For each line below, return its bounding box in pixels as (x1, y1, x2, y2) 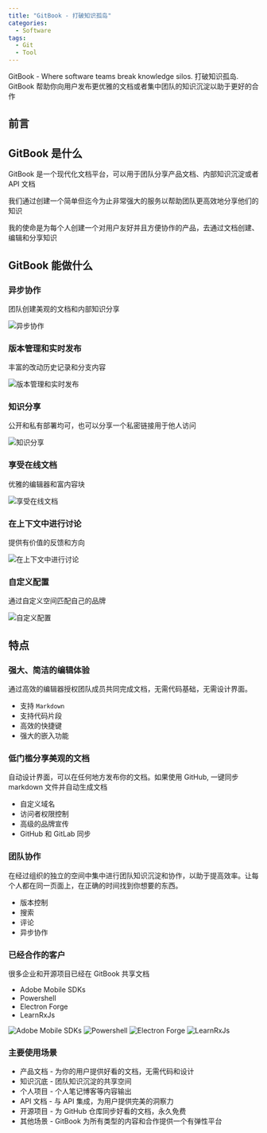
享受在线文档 (8, 460, 58, 471)
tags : (8, 33, 26, 42)
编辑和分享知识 (8, 233, 57, 243)
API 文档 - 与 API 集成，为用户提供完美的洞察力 (19, 1096, 174, 1106)
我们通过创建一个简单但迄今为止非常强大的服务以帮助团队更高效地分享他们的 (8, 196, 259, 206)
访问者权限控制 (19, 810, 69, 819)
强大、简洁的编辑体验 (8, 665, 90, 676)
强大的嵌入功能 (19, 731, 69, 741)
